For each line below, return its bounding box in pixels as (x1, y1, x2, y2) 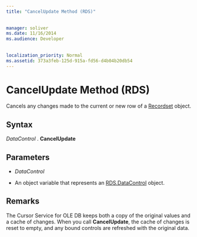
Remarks (6, 196, 40, 206)
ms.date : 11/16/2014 (6, 31, 57, 36)
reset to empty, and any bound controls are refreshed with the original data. (6, 224, 190, 231)
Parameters (6, 152, 50, 162)
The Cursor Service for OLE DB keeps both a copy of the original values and (6, 212, 191, 219)
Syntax (6, 119, 33, 129)
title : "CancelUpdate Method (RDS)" (6, 8, 96, 15)
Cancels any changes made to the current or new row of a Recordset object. (6, 102, 191, 109)
